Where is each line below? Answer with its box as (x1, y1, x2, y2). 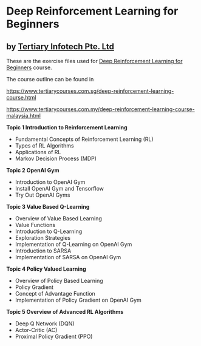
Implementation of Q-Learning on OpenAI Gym (15, 241, 132, 248)
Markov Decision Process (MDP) (15, 155, 97, 162)
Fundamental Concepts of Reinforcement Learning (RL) (15, 135, 154, 143)
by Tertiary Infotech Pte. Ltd (6, 41, 114, 52)
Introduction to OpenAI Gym (15, 178, 86, 186)
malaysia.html (6, 112, 41, 119)
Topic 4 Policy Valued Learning (6, 265, 86, 273)
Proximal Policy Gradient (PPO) (15, 333, 93, 340)
